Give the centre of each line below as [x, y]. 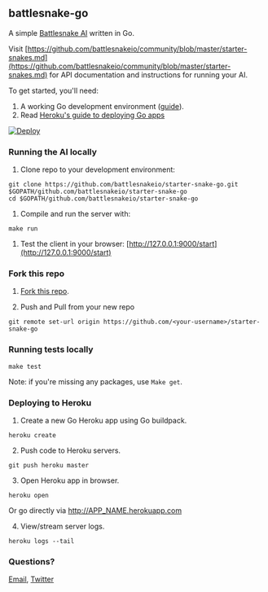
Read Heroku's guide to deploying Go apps [92, 115]
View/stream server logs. [62, 526]
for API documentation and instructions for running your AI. [149, 75]
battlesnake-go [48, 13]
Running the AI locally [53, 151]
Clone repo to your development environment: [97, 169]
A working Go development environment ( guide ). [102, 106]
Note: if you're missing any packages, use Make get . [96, 381]
